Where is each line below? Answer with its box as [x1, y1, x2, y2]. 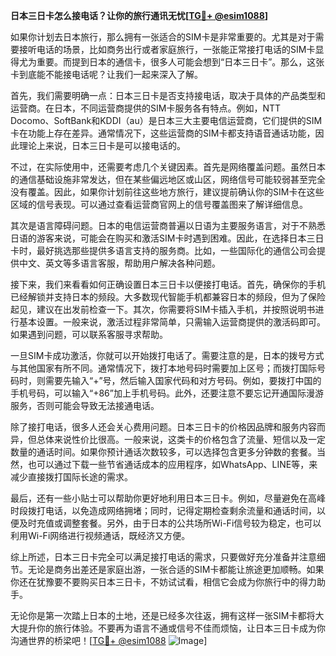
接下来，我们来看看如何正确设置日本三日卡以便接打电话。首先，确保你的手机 [10, 279, 326, 290]
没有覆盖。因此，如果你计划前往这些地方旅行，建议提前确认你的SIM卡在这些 [10, 186, 325, 198]
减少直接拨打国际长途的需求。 [10, 471, 133, 483]
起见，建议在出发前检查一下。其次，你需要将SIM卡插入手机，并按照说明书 [10, 304, 316, 315]
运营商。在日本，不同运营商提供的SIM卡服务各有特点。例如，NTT [10, 102, 282, 114]
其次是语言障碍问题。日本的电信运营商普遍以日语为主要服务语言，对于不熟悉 [10, 220, 326, 231]
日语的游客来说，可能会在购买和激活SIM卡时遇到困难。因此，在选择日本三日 [10, 232, 325, 244]
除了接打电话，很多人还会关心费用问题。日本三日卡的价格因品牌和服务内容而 [10, 421, 326, 433]
